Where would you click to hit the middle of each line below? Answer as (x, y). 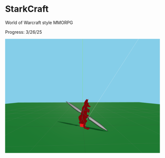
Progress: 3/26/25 (24, 32)
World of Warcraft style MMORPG (39, 23)
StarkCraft (27, 9)
